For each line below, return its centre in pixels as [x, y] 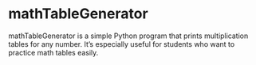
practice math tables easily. [53, 52]
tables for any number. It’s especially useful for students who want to [122, 44]
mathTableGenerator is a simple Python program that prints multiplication [128, 36]
